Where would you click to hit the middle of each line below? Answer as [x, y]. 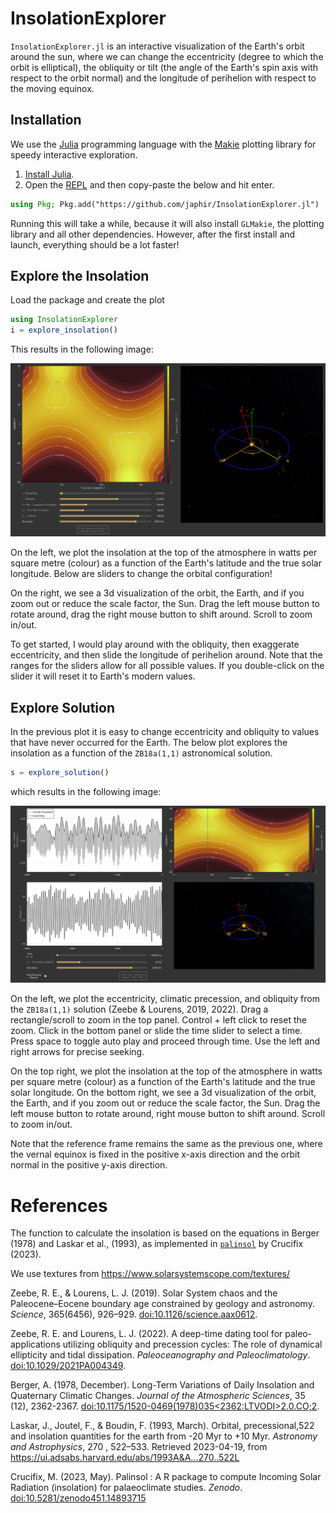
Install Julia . [49, 174]
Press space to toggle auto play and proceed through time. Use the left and [165, 1041]
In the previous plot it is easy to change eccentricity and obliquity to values [165, 732]
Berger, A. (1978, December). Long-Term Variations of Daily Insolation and [162, 1385]
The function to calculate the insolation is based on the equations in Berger [165, 1233]
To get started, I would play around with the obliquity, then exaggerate [155, 644]
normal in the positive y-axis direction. [89, 1165]
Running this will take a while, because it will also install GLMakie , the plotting [167, 223]
